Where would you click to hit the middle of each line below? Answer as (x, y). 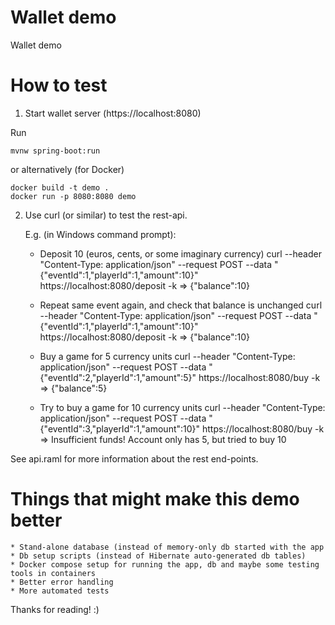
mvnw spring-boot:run (55, 151)
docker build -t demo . (60, 187)
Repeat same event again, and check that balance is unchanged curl (181, 305)
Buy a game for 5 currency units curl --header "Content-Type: (167, 356)
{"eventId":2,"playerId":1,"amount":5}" (118, 377)
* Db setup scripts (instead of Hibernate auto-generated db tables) (158, 556)
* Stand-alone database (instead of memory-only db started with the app (167, 547)
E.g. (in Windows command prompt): (100, 234)
